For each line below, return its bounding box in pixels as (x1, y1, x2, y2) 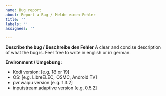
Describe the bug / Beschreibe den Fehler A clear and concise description (5, 44, 161, 50)
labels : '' (5, 21, 28, 27)
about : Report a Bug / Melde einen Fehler (5, 12, 96, 17)
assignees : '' (5, 26, 35, 31)
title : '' (5, 17, 26, 22)
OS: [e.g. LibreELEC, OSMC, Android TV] (12, 74, 97, 80)
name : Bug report (5, 7, 42, 13)
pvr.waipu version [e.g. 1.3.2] (12, 80, 73, 86)
